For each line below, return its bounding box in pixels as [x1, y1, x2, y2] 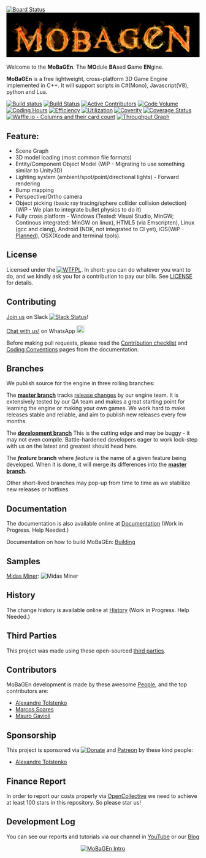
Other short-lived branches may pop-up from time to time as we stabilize [6, 479, 191, 487]
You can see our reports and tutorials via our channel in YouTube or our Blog [6, 833, 200, 840]
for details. [6, 279, 34, 286]
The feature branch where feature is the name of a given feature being [6, 454, 186, 462]
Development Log [6, 816, 75, 827]
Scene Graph [15, 147, 49, 155]
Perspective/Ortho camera [15, 193, 83, 200]
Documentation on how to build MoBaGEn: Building [6, 538, 136, 546]
